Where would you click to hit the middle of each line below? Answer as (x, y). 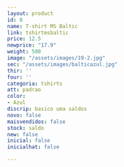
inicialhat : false (33, 147)
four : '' (20, 77)
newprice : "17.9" (32, 45)
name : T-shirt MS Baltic (42, 26)
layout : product (30, 13)
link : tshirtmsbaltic (38, 33)
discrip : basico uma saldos (47, 109)
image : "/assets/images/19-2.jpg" (57, 58)
